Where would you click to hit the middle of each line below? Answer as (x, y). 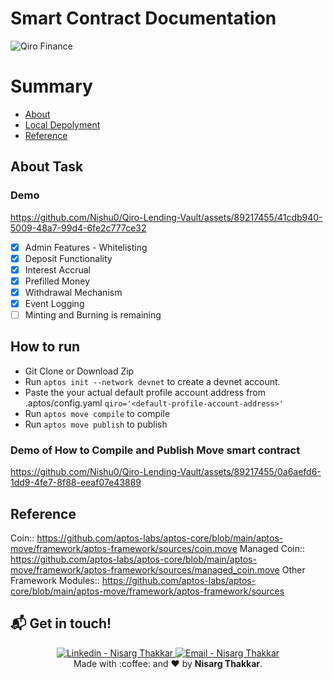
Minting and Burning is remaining (93, 314)
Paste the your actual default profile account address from (145, 392)
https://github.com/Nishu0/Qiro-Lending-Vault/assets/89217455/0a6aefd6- (166, 472)
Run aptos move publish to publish (96, 424)
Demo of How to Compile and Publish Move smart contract (155, 450)
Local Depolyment (62, 124)
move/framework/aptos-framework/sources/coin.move (124, 548)
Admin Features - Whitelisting (86, 247)
